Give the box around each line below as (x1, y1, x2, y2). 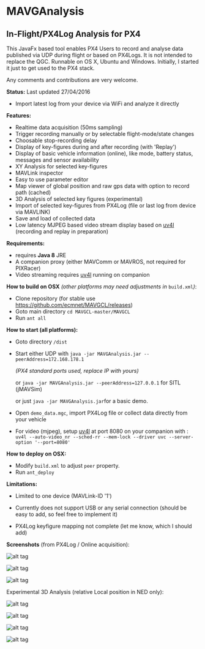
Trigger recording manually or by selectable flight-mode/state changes (15, 130, 195, 137)
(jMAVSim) (15, 386, 43, 392)
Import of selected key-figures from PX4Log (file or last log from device (15, 202, 196, 209)
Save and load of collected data (15, 215, 95, 222)
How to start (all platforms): (6, 326, 78, 333)
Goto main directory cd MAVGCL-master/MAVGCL (15, 308, 130, 315)
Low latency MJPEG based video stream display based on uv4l (15, 222, 174, 228)
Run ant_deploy (15, 468, 54, 476)
